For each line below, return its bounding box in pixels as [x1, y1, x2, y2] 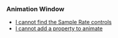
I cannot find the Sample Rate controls [15, 19, 112, 26]
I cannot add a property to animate [15, 25, 103, 32]
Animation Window [6, 5, 65, 13]
